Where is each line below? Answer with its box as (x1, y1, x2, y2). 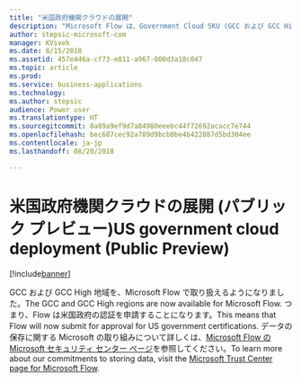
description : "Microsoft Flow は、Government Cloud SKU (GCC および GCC (9, 22, 280, 31)
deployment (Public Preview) (9, 238, 230, 259)
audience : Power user (9, 105, 91, 114)
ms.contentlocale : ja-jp (9, 138, 102, 147)
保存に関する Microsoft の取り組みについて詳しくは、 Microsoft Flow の (9, 332, 271, 342)
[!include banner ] (9, 268, 71, 279)
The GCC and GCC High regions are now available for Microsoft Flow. (25, 298, 283, 308)
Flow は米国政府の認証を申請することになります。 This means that (32, 309, 277, 320)
